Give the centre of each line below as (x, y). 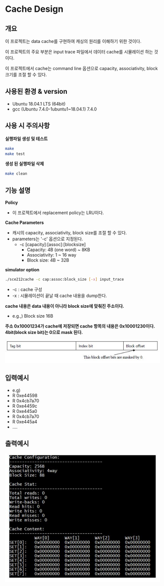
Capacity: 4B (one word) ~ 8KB (58, 250)
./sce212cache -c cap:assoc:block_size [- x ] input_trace (65, 280)
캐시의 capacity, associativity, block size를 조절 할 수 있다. (69, 233)
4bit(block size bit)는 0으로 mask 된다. (44, 332)
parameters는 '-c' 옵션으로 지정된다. (48, 239)
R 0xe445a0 (25, 411)
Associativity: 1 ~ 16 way (52, 255)
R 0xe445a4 (25, 421)
